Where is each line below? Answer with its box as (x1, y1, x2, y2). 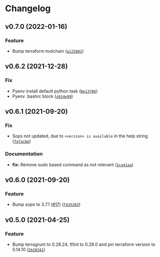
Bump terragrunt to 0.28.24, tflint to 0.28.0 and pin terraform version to (12, 241, 156, 247)
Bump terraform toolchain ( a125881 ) (12, 48, 84, 54)
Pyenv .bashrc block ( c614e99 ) (12, 93, 73, 99)
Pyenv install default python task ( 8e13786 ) (12, 88, 98, 94)
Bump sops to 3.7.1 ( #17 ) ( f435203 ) (12, 201, 81, 208)
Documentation (5, 150, 43, 157)
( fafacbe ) (12, 138, 31, 144)
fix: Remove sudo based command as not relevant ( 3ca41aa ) (12, 162, 134, 168)
